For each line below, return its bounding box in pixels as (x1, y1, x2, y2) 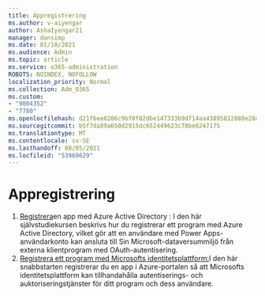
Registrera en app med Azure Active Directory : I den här (19, 211, 203, 222)
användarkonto (19, 237, 69, 246)
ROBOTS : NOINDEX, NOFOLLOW (8, 70, 97, 78)
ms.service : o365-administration (8, 63, 118, 71)
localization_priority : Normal (8, 78, 111, 85)
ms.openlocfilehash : (8, 115, 77, 123)
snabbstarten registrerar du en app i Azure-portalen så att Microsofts (19, 262, 244, 271)
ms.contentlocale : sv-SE (8, 136, 90, 145)
